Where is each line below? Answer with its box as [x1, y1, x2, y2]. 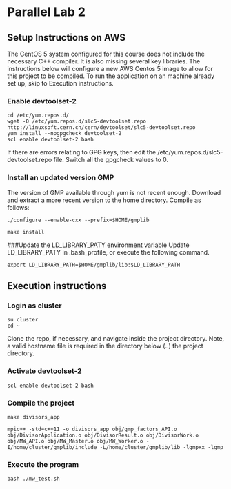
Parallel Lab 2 [7, 4, 86, 20]
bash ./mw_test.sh [7, 475, 60, 483]
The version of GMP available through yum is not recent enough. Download [7, 188, 221, 197]
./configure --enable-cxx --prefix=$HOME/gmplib [7, 217, 150, 223]
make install [7, 228, 45, 235]
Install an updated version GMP [7, 173, 114, 183]
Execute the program [7, 459, 79, 469]
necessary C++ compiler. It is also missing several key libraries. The [7, 57, 201, 66]
